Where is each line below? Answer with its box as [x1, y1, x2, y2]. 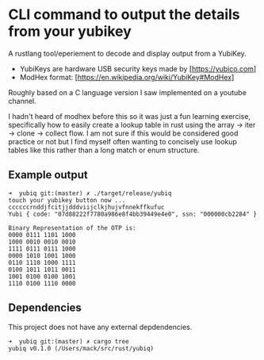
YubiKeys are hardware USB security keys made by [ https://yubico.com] [19, 63, 257, 73]
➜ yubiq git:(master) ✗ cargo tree [8, 337, 129, 346]
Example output [8, 168, 89, 182]
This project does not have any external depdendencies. [8, 322, 193, 331]
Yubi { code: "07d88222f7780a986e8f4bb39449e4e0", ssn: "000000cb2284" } [8, 210, 258, 218]
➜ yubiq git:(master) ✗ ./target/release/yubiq [8, 189, 172, 197]
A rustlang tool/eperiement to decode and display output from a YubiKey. [8, 48, 247, 58]
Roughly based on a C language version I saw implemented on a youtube [8, 87, 247, 97]
